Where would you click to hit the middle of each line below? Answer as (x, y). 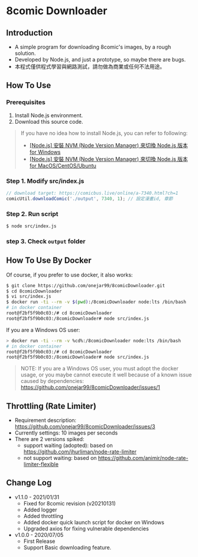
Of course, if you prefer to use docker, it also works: (69, 275)
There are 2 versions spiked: (49, 439)
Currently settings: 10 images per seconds (66, 433)
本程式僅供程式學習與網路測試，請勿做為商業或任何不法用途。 (90, 67)
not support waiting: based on (60, 458)
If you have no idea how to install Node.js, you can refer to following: (104, 133)
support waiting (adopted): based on (68, 446)
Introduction (30, 33)
